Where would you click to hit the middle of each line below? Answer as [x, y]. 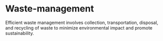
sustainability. [20, 33]
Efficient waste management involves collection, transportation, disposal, [82, 22]
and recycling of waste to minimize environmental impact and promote [79, 27]
